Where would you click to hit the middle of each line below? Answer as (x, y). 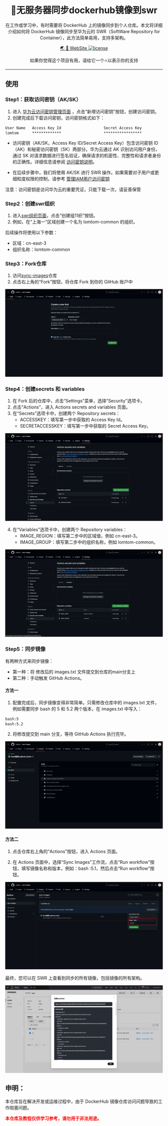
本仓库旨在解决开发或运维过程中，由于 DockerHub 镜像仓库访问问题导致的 (82, 1101)
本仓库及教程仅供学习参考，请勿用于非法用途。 (53, 1118)
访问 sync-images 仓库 (35, 276)
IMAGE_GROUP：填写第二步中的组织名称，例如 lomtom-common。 (89, 542)
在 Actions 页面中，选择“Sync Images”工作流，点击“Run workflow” (81, 862)
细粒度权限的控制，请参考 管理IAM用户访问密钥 (61, 178)
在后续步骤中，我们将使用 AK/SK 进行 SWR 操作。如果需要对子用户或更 (85, 172)
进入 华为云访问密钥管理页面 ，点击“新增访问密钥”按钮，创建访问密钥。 (86, 112)
